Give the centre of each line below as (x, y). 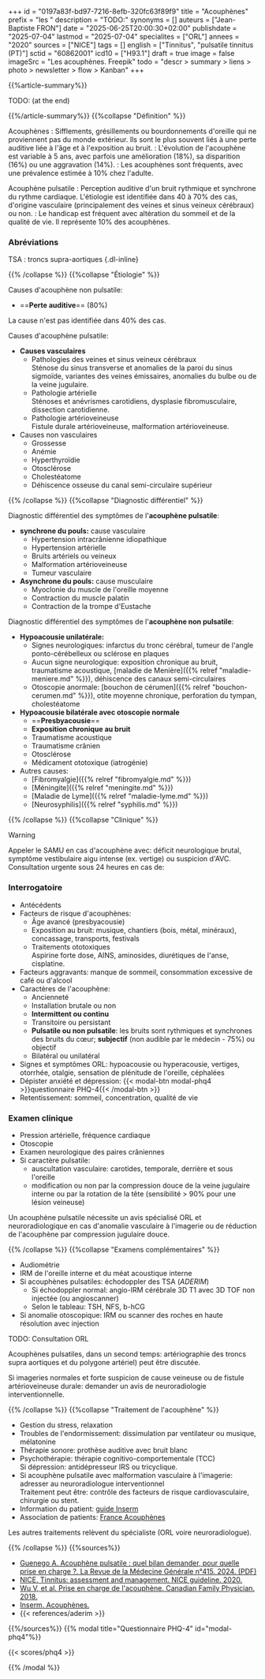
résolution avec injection (60, 1323)
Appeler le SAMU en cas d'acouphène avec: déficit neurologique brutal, (125, 850)
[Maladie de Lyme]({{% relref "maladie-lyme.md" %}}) (120, 797)
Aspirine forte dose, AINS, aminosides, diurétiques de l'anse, (130, 955)
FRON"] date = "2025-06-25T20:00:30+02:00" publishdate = (137, 28)
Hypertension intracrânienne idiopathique (99, 539)
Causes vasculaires (52, 351)
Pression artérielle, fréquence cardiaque (85, 1135)
